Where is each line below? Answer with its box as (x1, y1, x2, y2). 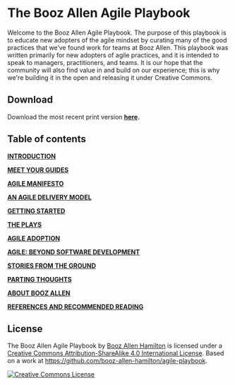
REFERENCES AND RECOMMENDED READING (7, 302, 144, 311)
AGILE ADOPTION (7, 234, 61, 242)
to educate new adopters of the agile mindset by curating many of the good (7, 35, 227, 44)
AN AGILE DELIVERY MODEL (7, 193, 92, 201)
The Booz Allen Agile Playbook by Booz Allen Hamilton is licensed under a (7, 341, 222, 350)
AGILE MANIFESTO (7, 179, 64, 188)
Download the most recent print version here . (7, 112, 140, 121)
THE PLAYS (7, 220, 42, 229)
